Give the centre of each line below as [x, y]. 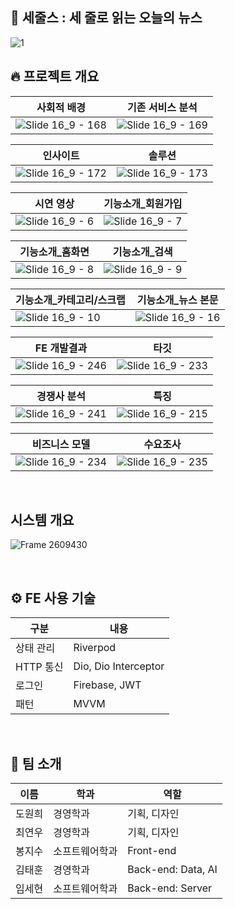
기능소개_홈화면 [54, 251]
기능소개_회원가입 [143, 203]
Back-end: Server [170, 888]
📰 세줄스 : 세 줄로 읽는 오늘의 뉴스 [106, 18]
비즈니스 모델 [61, 444]
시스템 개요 [42, 520]
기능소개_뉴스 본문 [177, 300]
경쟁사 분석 [61, 396]
